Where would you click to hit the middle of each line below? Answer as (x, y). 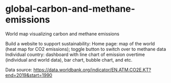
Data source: (19, 70)
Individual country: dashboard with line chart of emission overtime (75, 54)
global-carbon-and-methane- (70, 9)
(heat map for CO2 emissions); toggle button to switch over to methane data (86, 49)
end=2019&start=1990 (29, 75)
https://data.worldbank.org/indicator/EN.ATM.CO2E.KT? (92, 70)
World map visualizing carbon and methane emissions (62, 34)
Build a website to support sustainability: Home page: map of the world (80, 43)
